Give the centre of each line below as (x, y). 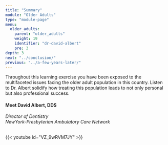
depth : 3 (15, 53)
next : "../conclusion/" (31, 58)
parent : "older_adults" (40, 34)
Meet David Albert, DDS (31, 105)
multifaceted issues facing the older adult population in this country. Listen (84, 82)
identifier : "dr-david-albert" (48, 44)
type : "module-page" (27, 19)
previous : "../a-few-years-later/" (43, 63)
